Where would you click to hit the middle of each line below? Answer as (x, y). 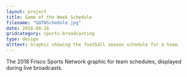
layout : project (26, 12)
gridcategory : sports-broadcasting (50, 34)
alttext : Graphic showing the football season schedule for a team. (93, 45)
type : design (22, 39)
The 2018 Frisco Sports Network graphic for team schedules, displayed (94, 61)
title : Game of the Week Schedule (49, 17)
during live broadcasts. (34, 68)
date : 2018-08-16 (28, 28)
